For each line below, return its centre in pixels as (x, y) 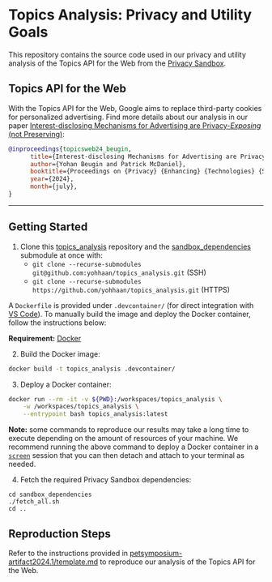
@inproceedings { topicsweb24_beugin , (70, 149)
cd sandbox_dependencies (50, 495)
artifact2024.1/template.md (53, 562)
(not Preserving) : (36, 134)
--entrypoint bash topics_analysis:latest (96, 414)
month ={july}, (54, 187)
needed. (22, 464)
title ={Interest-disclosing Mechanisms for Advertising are (133, 156)
